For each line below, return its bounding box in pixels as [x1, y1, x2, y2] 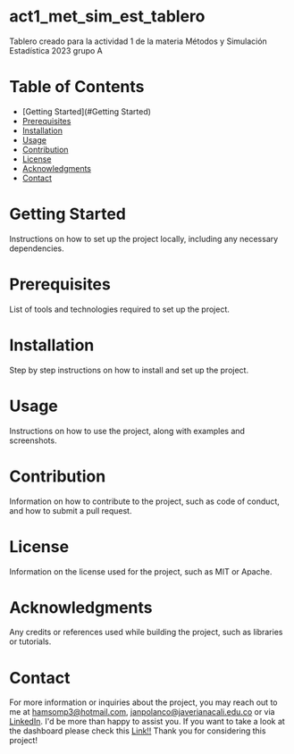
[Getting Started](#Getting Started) [21, 105, 152, 117]
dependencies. [9, 243, 64, 254]
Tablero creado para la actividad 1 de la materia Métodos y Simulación [9, 36, 268, 46]
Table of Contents [9, 77, 145, 97]
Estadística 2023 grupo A [9, 45, 103, 55]
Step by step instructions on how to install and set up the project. [9, 364, 248, 375]
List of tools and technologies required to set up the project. [9, 304, 231, 314]
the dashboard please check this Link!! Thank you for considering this [9, 725, 266, 736]
